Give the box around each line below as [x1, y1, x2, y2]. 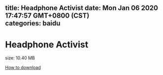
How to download [5, 65, 41, 71]
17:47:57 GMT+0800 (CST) [5, 12, 90, 20]
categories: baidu [5, 19, 61, 27]
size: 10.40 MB [5, 55, 35, 61]
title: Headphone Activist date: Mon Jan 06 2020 [5, 4, 159, 12]
